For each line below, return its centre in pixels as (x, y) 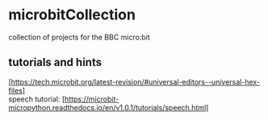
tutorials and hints (55, 62)
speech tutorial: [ (37, 99)
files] (17, 90)
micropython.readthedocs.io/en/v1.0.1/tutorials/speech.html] (109, 107)
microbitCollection (72, 15)
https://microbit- (92, 99)
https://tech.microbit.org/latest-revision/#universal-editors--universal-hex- (136, 81)
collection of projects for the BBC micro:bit (80, 37)
